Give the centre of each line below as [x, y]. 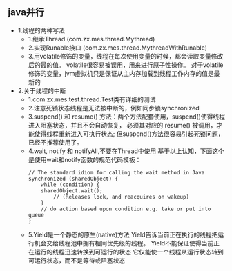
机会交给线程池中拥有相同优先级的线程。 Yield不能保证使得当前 [124, 243]
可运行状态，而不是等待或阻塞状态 [77, 260]
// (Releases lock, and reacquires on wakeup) [121, 197]
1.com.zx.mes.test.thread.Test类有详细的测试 [92, 99]
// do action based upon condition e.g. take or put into [126, 209]
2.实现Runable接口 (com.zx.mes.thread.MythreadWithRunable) [118, 48]
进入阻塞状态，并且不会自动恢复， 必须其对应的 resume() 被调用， [122, 125]
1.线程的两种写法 [41, 30]
